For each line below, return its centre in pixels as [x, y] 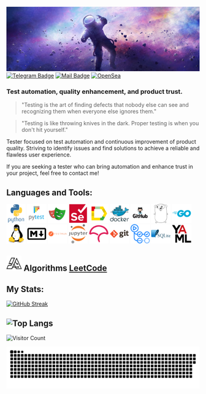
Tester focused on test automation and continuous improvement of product [101, 142]
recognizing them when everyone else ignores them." [89, 112]
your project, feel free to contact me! [53, 173]
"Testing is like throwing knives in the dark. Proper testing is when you [110, 123]
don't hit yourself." [45, 130]
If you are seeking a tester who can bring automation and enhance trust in [100, 167]
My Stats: [25, 289]
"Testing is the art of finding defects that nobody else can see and [105, 105]
